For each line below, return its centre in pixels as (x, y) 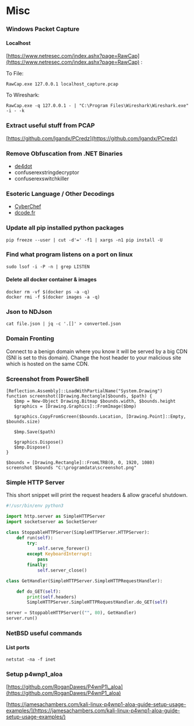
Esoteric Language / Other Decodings (60, 193)
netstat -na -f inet (31, 660)
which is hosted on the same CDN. (47, 364)
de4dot (23, 166)
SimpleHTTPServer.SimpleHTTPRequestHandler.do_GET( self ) (97, 602)
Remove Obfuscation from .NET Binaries (64, 153)
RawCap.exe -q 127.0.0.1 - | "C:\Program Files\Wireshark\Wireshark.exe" (98, 106)
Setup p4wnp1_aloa (34, 675)
